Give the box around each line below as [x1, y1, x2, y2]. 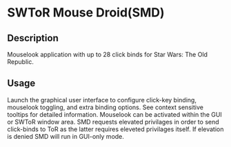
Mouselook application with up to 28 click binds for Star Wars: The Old [7, 50, 208, 58]
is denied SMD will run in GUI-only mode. [7, 132, 124, 140]
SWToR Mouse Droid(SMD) [7, 5, 165, 21]
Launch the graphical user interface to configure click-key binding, [7, 95, 197, 104]
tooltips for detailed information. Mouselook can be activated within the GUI [7, 110, 222, 118]
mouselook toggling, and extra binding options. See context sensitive [7, 103, 203, 111]
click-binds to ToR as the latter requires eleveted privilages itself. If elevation [7, 125, 224, 133]
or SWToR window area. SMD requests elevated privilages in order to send [7, 117, 219, 126]
